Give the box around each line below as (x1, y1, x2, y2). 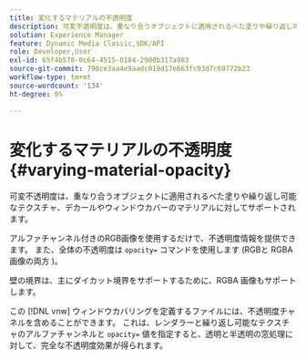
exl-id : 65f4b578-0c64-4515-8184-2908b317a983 (9, 56, 189, 65)
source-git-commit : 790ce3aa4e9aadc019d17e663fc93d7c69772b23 (9, 65, 250, 74)
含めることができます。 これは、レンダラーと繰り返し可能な (33, 317, 259, 328)
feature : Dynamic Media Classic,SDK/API (9, 38, 166, 48)
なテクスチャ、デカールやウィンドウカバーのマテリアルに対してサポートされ (9, 202, 296, 213)
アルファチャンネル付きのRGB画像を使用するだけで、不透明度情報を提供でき (9, 233, 297, 244)
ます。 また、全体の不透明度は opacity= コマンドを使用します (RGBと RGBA (9, 244, 293, 255)
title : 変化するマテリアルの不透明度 (9, 13, 134, 23)
